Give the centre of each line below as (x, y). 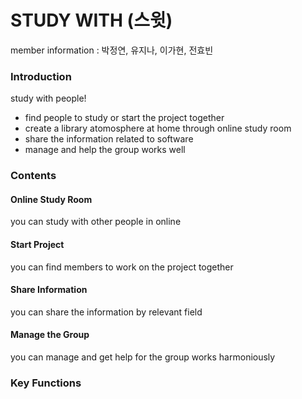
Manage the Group (50, 335)
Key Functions (46, 383)
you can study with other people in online (96, 222)
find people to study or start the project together (124, 118)
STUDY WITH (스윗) (91, 20)
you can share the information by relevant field (106, 312)
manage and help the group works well (105, 150)
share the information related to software (109, 139)
